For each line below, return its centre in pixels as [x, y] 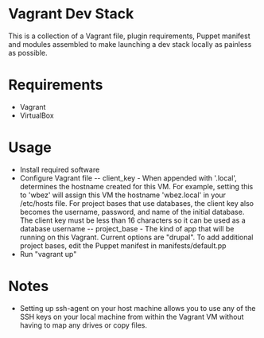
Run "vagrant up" [48, 254]
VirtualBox [37, 115]
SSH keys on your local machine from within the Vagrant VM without [132, 317]
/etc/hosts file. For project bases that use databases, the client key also [137, 203]
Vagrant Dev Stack [71, 14]
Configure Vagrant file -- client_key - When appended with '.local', [128, 178]
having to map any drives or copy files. [83, 325]
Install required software [60, 169]
